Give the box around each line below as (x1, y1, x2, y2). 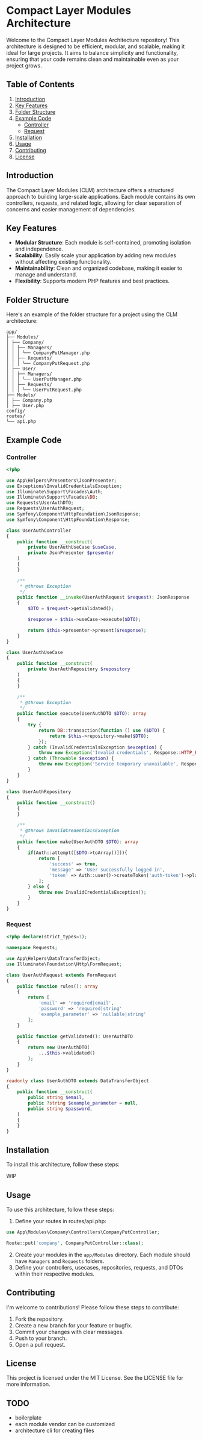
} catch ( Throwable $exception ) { (28, 755, 114, 762)
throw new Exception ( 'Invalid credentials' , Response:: (38, 750, 182, 756)
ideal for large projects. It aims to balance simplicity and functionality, (6, 49, 179, 56)
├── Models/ (6, 392, 36, 398)
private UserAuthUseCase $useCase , (28, 544, 117, 550)
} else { (28, 884, 50, 890)
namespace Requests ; (6, 945, 58, 951)
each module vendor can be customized (14, 1421, 115, 1428)
